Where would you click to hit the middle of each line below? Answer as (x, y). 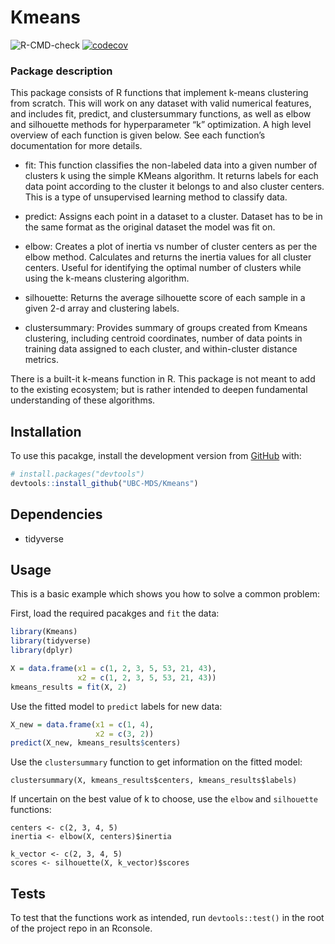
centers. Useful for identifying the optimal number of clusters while (163, 268)
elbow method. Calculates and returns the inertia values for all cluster (168, 257)
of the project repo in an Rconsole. (81, 928)
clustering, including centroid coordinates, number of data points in (163, 338)
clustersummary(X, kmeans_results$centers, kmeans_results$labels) (154, 781)
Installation (46, 431)
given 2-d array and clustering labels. (102, 308)
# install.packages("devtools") (77, 474)
